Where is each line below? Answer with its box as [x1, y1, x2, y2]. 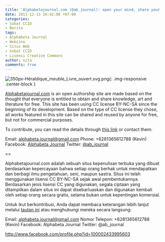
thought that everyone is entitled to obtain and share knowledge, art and [5, 96, 152, 102]
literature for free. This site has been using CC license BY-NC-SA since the [5, 101, 158, 107]
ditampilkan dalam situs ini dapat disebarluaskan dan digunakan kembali [5, 187, 152, 193]
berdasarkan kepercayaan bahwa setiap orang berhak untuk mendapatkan [5, 166, 157, 172]
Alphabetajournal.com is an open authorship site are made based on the [5, 91, 152, 97]
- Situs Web [5, 44, 30, 49]
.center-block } [5, 81, 36, 87]
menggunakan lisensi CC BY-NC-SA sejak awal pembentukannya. [5, 176, 139, 182]
